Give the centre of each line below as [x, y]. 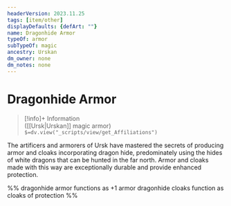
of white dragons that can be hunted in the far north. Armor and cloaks [108, 160]
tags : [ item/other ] [35, 20]
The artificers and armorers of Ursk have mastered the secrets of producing [115, 145]
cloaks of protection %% [43, 195]
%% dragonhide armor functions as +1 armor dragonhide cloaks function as [115, 188]
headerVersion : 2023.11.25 [46, 13]
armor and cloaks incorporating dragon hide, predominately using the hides [115, 152]
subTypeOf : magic [32, 46]
